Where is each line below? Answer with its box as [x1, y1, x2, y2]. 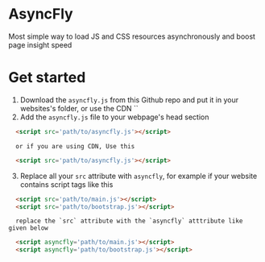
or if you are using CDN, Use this [15, 142, 135, 150]
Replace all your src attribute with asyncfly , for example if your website [19, 171, 258, 181]
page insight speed [8, 40, 72, 49]
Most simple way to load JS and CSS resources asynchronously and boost [8, 31, 256, 41]
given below [8, 224, 48, 232]
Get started [8, 69, 86, 87]
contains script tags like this [19, 179, 114, 189]
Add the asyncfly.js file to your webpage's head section [19, 112, 209, 122]
